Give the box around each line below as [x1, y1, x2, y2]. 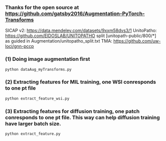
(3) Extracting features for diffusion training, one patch [5, 108, 140, 115]
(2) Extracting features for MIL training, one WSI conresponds [5, 79, 157, 86]
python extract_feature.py [5, 131, 61, 136]
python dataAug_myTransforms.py [5, 67, 72, 72]
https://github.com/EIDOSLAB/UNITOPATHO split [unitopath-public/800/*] [5, 33, 157, 39]
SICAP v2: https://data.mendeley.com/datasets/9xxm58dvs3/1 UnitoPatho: [5, 28, 157, 34]
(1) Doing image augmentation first [5, 56, 90, 63]
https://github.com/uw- [113, 38, 161, 44]
